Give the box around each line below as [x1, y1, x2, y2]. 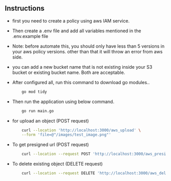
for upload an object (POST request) [12, 117, 89, 124]
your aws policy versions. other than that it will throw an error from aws [12, 48, 163, 54]
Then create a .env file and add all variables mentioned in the [12, 28, 141, 34]
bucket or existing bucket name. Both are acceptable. [12, 69, 125, 75]
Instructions [5, 4, 45, 13]
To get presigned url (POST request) [12, 142, 89, 148]
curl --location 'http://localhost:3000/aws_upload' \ [22, 128, 141, 133]
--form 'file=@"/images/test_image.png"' [22, 132, 111, 137]
